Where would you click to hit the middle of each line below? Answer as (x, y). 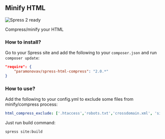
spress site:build (24, 132)
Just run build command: (30, 122)
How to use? (20, 89)
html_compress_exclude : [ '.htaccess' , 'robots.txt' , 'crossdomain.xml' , (79, 114)
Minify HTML (25, 8)
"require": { (18, 67)
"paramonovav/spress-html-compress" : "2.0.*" (61, 71)
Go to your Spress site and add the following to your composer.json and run (81, 53)
